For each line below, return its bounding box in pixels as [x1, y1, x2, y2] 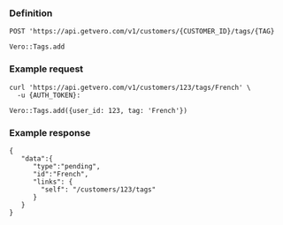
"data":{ [20, 154, 53, 163]
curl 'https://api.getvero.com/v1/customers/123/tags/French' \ [9, 83, 251, 92]
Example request [9, 63, 84, 75]
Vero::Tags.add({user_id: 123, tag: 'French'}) [9, 106, 188, 115]
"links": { [32, 177, 73, 186]
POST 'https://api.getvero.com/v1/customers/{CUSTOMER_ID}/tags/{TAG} [9, 27, 275, 36]
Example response [9, 126, 91, 139]
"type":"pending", [32, 161, 101, 170]
